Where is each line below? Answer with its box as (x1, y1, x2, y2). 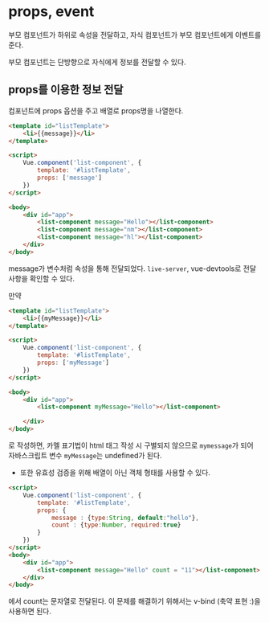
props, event (8, 2, 95, 21)
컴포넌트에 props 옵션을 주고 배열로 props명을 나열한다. (8, 105, 184, 115)
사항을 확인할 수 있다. (8, 273, 75, 283)
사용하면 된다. (8, 606, 52, 617)
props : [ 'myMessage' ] (37, 359, 110, 367)
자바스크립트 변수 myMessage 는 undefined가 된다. (8, 451, 162, 460)
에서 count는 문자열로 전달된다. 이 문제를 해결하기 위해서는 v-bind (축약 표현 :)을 (8, 596, 261, 606)
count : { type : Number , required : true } (51, 521, 181, 529)
